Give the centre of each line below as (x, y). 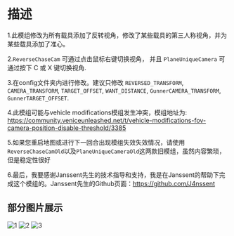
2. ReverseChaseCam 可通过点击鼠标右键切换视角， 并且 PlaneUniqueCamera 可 (116, 59)
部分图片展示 (35, 208)
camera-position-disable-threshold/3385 (67, 128)
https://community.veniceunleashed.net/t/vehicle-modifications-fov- (107, 120)
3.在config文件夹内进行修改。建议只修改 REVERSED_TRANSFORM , (96, 82)
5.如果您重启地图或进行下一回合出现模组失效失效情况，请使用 (96, 142)
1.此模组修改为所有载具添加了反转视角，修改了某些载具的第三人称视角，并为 (117, 35)
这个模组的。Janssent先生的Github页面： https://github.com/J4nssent (114, 183)
